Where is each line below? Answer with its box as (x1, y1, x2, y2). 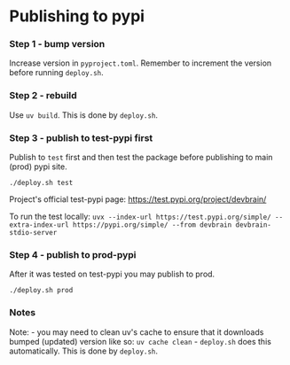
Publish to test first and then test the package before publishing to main (9, 152, 273, 163)
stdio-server (9, 229, 58, 237)
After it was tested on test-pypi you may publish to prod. (9, 268, 216, 280)
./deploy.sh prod (9, 286, 74, 295)
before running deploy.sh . (9, 67, 104, 78)
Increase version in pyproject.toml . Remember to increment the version (9, 58, 272, 68)
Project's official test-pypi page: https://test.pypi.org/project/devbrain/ (9, 194, 267, 205)
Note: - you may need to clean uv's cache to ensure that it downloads (9, 326, 264, 338)
